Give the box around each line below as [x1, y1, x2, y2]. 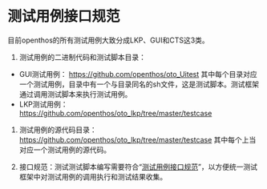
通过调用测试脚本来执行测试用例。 [18, 89, 132, 99]
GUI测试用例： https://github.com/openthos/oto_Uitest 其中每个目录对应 [18, 69, 257, 78]
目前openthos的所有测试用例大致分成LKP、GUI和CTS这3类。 [7, 35, 209, 45]
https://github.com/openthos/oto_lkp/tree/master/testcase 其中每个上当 [18, 135, 257, 144]
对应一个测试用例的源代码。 [18, 145, 111, 155]
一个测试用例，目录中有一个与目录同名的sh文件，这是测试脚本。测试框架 [18, 79, 260, 89]
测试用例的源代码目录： [18, 125, 97, 135]
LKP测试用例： [18, 99, 69, 109]
